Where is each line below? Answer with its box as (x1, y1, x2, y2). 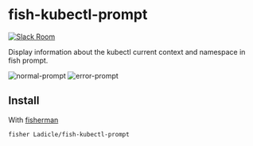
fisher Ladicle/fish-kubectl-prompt (8, 130, 130, 138)
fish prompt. (8, 56, 49, 65)
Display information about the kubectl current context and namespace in (8, 47, 246, 56)
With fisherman (8, 115, 59, 125)
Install (8, 94, 40, 108)
